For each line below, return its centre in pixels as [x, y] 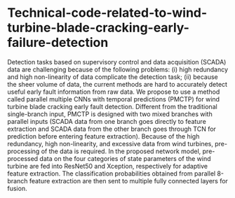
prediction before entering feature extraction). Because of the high [103, 136]
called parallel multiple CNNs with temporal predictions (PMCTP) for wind [113, 99]
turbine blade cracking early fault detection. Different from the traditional [112, 106]
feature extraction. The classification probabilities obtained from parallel [112, 174]
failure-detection [58, 43]
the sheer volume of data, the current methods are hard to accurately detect [117, 84]
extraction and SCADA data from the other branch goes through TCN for [112, 129]
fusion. [17, 188]
